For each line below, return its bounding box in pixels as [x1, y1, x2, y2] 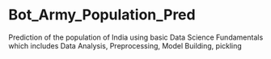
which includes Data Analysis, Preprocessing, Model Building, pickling [8, 40, 243, 50]
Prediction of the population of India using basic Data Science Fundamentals [8, 32, 264, 42]
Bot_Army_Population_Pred [8, 6, 196, 24]
